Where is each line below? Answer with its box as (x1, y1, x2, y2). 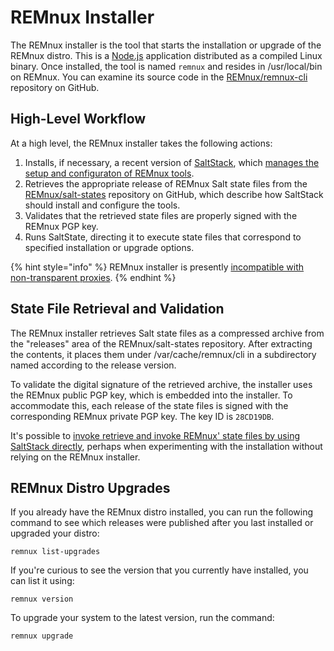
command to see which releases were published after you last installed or (10, 517, 314, 529)
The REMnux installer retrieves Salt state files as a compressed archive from (10, 327, 325, 339)
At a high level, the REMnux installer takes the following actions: (10, 137, 273, 149)
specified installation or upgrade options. (24, 241, 195, 253)
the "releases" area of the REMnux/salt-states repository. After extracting (10, 337, 313, 350)
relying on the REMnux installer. (10, 451, 141, 463)
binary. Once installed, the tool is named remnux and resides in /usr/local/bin (10, 60, 323, 72)
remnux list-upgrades (10, 547, 101, 557)
